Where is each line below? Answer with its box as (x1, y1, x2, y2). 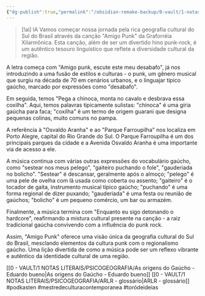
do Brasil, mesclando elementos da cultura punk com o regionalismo (6, 239, 179, 247)
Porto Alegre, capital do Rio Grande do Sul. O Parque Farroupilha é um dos (6, 132, 194, 140)
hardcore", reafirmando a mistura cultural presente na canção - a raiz (6, 214, 181, 222)
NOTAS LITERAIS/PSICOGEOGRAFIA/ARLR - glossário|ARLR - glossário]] (6, 277, 190, 284)
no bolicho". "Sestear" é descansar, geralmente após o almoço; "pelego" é (6, 170, 194, 178)
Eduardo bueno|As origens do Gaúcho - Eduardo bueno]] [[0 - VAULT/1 (6, 270, 185, 278)
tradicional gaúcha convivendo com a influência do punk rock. (6, 221, 163, 228)
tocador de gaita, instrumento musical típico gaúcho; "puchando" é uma (6, 183, 188, 190)
